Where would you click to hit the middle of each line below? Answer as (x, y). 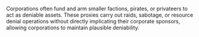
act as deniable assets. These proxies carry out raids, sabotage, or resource (100, 15)
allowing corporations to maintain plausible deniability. (73, 27)
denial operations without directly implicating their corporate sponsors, (93, 21)
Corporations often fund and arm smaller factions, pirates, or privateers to (97, 9)
